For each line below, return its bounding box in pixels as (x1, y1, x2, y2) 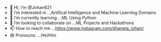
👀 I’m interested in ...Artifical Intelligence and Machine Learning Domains (9, 10, 157, 15)
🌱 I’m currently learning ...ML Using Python (9, 15, 96, 20)
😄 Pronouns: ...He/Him (9, 32, 57, 38)
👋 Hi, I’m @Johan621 (9, 5, 52, 10)
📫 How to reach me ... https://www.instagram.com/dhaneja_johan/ (9, 26, 144, 31)
